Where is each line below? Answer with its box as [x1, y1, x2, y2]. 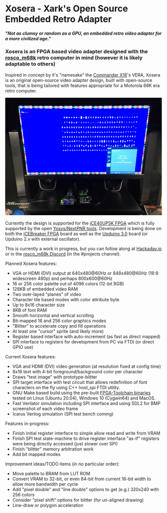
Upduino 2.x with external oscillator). [5, 236, 81, 242]
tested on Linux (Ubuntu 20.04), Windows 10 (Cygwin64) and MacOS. [12, 395, 156, 401]
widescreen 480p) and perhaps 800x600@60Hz [12, 275, 113, 281]
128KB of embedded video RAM [12, 286, 78, 292]
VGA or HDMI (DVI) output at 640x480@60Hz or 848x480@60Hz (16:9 [12, 270, 159, 276]
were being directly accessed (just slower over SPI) [12, 440, 118, 446]
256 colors [12, 492, 35, 498]
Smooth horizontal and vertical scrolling [12, 312, 94, 318]
